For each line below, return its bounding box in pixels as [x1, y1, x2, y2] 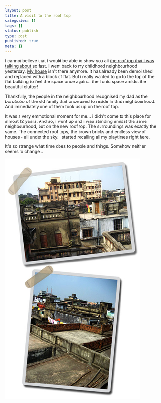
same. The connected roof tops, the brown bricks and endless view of [5, 128, 146, 134]
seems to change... [5, 148, 44, 154]
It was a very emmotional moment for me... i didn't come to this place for [5, 113, 151, 119]
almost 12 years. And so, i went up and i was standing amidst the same [5, 118, 147, 124]
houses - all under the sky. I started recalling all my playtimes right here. [5, 134, 150, 140]
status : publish [5, 28, 38, 34]
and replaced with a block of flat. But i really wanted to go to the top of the [5, 73, 155, 79]
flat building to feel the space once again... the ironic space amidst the [5, 79, 146, 84]
